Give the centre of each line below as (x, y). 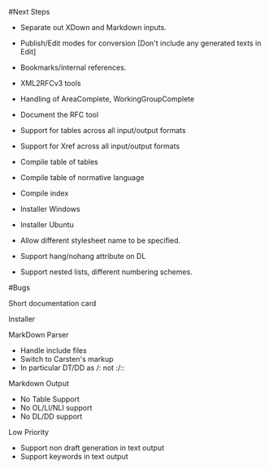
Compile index (44, 193)
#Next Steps (29, 12)
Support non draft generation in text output (92, 448)
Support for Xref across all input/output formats (100, 146)
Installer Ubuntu (47, 225)
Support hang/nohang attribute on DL (83, 256)
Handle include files (53, 351)
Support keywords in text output (74, 456)
